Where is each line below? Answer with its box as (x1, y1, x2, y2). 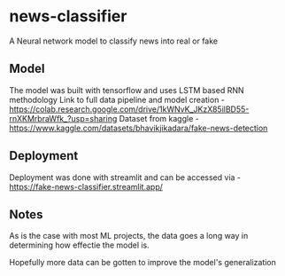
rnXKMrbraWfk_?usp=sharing (9, 113, 118, 123)
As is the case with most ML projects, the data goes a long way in (9, 231, 249, 241)
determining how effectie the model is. (9, 240, 150, 250)
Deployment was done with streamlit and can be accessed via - (9, 171, 242, 183)
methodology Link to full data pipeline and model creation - (9, 94, 226, 105)
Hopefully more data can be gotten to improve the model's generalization (9, 257, 277, 268)
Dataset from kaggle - (119, 113, 199, 123)
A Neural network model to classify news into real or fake (9, 35, 219, 46)
